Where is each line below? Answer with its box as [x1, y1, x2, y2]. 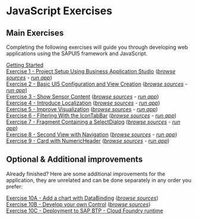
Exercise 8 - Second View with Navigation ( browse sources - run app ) [6, 131, 177, 138]
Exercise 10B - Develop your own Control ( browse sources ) [6, 200, 151, 208]
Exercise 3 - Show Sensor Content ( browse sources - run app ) [6, 93, 159, 100]
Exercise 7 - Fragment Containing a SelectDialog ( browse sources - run [6, 118, 181, 125]
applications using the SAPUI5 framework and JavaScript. [6, 50, 148, 57]
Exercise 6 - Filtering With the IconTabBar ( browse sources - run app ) [6, 112, 177, 119]
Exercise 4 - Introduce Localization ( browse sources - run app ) [6, 99, 160, 106]
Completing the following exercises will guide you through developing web [6, 43, 188, 51]
